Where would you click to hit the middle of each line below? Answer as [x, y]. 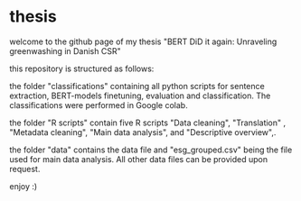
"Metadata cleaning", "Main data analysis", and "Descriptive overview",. [143, 132]
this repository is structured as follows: [82, 69]
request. [25, 169]
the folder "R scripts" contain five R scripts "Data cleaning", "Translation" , [148, 123]
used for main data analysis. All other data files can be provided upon [139, 159]
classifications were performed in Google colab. [99, 105]
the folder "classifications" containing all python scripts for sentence [137, 86]
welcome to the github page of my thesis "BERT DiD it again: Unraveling [143, 41]
